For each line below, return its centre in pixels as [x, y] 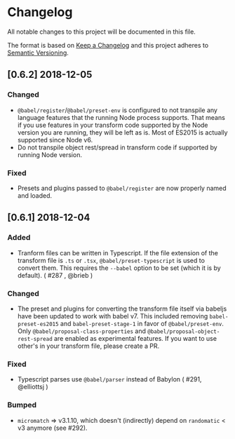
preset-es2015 [38, 324]
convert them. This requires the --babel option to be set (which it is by [119, 268]
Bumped [22, 405]
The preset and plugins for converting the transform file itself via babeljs [122, 309]
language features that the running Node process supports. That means [121, 117]
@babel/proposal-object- [183, 331]
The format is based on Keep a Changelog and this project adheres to [108, 45]
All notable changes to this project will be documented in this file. [102, 32]
